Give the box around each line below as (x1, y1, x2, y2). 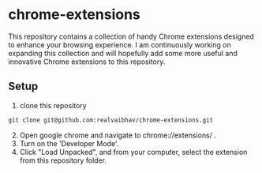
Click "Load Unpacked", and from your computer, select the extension (19, 147, 248, 156)
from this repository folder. (19, 156, 107, 165)
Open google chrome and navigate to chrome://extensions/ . (19, 130, 217, 140)
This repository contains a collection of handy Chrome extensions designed (8, 32, 255, 41)
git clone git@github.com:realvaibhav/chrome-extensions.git (8, 116, 214, 124)
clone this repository (19, 100, 87, 110)
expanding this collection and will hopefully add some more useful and (8, 48, 238, 58)
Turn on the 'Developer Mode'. (19, 138, 119, 148)
